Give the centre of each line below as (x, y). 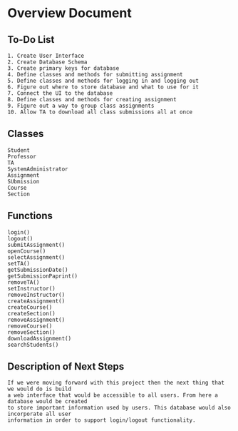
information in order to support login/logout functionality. (102, 420)
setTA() (19, 263)
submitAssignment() (36, 245)
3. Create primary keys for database (63, 69)
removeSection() (31, 332)
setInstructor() (31, 288)
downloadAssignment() (40, 338)
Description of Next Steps (66, 366)
